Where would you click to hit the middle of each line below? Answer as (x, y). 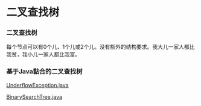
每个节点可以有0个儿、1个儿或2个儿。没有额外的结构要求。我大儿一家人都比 (101, 47)
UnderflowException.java (37, 85)
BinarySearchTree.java (34, 96)
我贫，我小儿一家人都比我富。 (43, 54)
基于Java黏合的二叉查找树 (44, 72)
